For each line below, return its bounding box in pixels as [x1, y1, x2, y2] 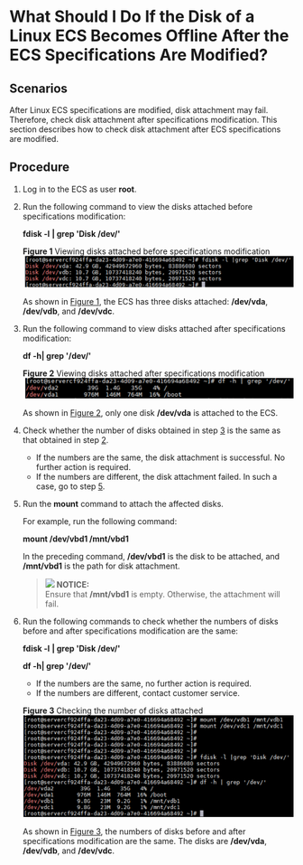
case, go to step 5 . [35, 481, 106, 492]
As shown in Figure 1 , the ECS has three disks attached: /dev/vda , [22, 296, 269, 306]
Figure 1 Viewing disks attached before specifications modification [22, 246, 271, 257]
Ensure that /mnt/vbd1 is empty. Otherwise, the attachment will [44, 588, 281, 599]
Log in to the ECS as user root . [22, 183, 137, 194]
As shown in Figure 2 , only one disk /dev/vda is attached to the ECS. [22, 407, 279, 418]
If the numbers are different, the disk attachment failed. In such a [35, 471, 278, 482]
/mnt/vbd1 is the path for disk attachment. [22, 560, 180, 571]
